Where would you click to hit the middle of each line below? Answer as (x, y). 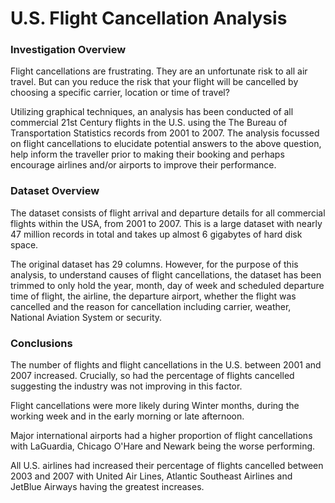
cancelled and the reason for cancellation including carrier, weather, (151, 306)
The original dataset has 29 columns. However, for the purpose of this (154, 264)
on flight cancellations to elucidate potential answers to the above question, (166, 144)
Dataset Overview (55, 191)
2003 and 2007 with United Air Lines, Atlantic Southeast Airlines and (151, 476)
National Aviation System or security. (86, 317)
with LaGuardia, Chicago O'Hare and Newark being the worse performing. (163, 446)
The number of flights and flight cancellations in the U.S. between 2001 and (166, 365)
